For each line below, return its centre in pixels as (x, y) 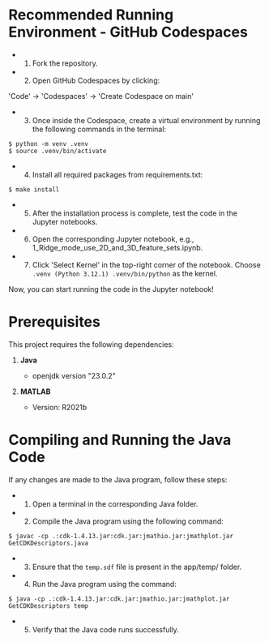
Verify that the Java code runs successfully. (106, 629)
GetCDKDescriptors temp (49, 606)
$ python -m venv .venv (49, 143)
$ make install (34, 189)
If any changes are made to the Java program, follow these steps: (118, 479)
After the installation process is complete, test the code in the (134, 213)
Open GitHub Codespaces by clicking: (96, 80)
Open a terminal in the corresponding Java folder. (115, 503)
